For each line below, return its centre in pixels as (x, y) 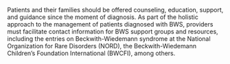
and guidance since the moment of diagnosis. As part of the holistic (103, 17)
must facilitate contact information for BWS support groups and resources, (113, 31)
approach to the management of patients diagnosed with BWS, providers (110, 24)
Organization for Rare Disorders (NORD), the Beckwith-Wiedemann (102, 46)
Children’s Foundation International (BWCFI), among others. (91, 53)
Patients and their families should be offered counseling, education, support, (115, 10)
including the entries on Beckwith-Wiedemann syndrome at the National (109, 39)
